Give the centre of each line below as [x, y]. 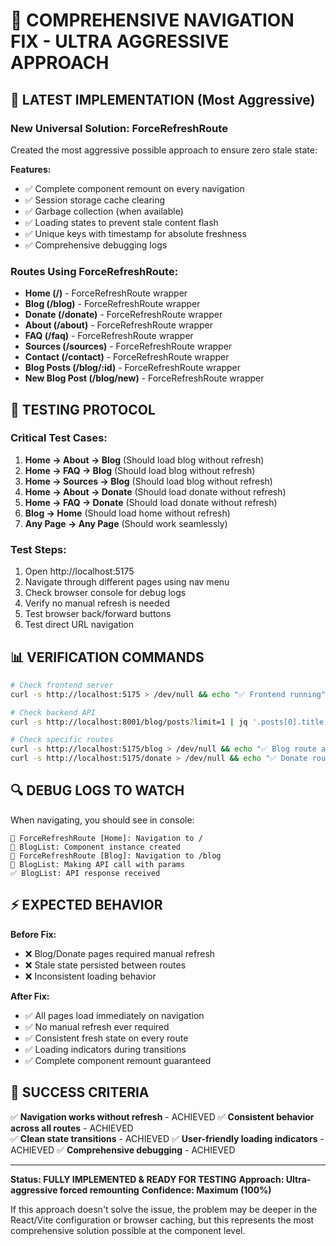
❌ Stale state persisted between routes [105, 965]
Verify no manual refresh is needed [97, 603]
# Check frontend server [62, 685]
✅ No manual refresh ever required [97, 1026]
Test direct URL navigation [79, 625]
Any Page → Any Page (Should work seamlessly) [126, 523]
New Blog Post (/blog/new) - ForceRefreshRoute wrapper [144, 378]
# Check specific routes [62, 740]
